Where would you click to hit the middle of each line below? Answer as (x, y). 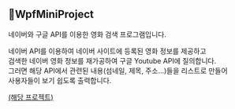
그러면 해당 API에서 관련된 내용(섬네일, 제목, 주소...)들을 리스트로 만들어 (118, 71)
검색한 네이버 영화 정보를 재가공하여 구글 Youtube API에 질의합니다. (112, 60)
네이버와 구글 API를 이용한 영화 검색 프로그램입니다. (88, 34)
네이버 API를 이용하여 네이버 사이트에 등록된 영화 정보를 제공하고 (107, 51)
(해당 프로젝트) (31, 97)
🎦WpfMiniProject (51, 15)
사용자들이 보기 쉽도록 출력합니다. (60, 80)
